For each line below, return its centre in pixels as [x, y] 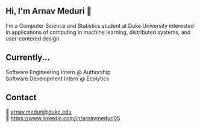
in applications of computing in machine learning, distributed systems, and [98, 32]
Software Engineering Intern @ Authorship [58, 72]
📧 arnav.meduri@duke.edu [39, 112]
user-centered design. [33, 38]
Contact [21, 98]
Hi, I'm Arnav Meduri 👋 [49, 11]
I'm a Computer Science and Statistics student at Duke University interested [100, 25]
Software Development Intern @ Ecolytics [58, 78]
